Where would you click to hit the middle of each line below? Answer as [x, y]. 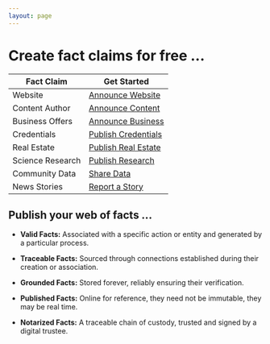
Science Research [47, 160]
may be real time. [49, 307]
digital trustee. [44, 331]
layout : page [30, 16]
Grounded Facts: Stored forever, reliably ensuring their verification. [132, 283]
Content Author [42, 108]
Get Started [126, 81]
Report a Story [116, 186]
